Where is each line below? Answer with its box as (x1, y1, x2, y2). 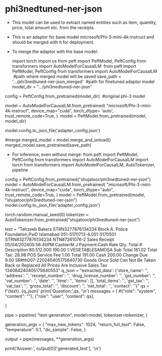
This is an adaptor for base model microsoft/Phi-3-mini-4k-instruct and (12, 34, 154, 40)
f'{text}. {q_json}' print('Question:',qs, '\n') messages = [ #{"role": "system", (5, 288, 156, 294)
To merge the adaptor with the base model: (12, 49, 98, 54)
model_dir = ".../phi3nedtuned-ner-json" (12, 84, 92, 89)
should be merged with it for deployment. (12, 39, 95, 45)
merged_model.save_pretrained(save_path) (5, 142, 92, 148)
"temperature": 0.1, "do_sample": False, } (5, 326, 86, 332)
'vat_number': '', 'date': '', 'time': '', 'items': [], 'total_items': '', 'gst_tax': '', (5, 278, 150, 284)
